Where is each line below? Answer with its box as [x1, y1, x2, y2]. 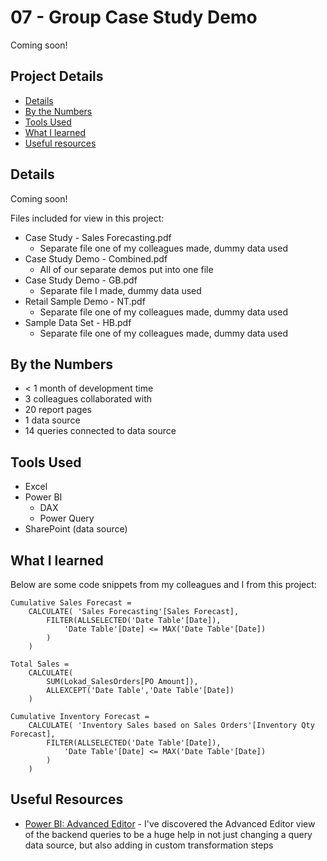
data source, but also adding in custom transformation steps [24, 839, 274, 851]
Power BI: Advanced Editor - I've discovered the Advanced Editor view [24, 817, 316, 830]
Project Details [10, 68, 104, 85]
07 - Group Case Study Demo [10, 6, 258, 29]
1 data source [24, 414, 81, 426]
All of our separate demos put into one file [39, 263, 214, 275]
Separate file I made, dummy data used [39, 284, 202, 296]
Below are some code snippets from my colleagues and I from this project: [10, 579, 317, 590]
